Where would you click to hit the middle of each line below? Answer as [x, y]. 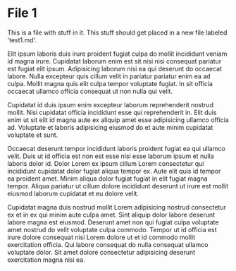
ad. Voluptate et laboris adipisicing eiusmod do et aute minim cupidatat [110, 127]
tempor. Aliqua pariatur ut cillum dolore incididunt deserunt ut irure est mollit [118, 186]
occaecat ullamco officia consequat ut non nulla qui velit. [90, 91]
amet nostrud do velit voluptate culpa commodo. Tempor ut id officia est [112, 229]
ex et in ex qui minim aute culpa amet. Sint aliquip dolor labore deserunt [111, 215]
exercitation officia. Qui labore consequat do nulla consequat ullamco [108, 244]
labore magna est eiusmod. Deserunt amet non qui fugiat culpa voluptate [113, 222]
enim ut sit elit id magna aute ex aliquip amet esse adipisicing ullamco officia [118, 120]
